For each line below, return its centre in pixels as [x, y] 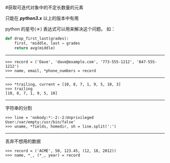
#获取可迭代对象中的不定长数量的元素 [44, 7]
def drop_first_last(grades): [37, 38]
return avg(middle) [35, 48]
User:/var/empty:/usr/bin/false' [40, 122]
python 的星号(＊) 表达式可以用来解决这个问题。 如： [60, 29]
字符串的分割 [18, 108]
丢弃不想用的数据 [23, 141]
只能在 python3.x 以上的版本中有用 [42, 18]
